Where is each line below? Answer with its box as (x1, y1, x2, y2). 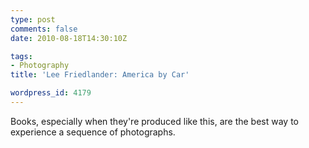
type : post (10, 14, 56, 25)
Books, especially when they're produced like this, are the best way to (10, 115, 299, 127)
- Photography (10, 61, 70, 71)
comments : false (10, 24, 78, 34)
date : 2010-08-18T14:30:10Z (10, 33, 128, 43)
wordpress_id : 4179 (10, 88, 92, 98)
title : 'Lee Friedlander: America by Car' (10, 70, 190, 80)
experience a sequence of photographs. (10, 126, 176, 138)
